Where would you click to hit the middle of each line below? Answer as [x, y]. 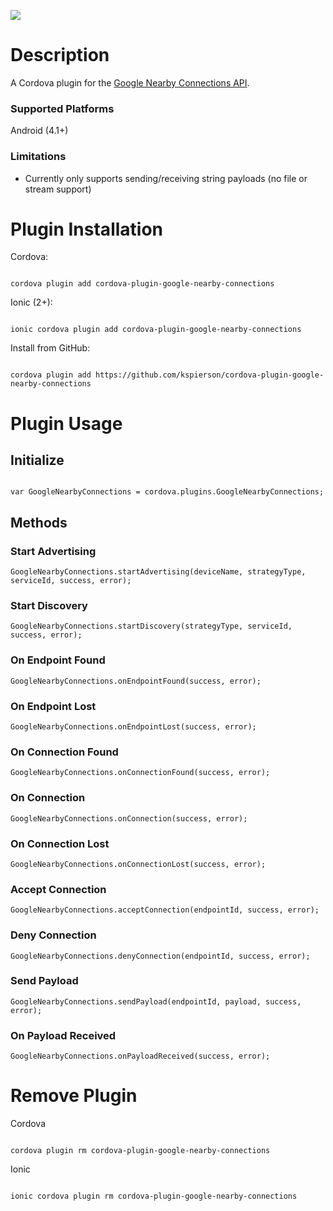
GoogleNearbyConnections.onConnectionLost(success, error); [138, 864]
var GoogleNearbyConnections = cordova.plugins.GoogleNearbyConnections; [167, 492]
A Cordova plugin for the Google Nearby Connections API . [130, 82]
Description [60, 55]
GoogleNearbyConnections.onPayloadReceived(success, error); [140, 1056]
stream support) [58, 189]
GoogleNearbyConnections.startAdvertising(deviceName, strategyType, [158, 572]
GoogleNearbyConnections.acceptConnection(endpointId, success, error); [165, 910]
